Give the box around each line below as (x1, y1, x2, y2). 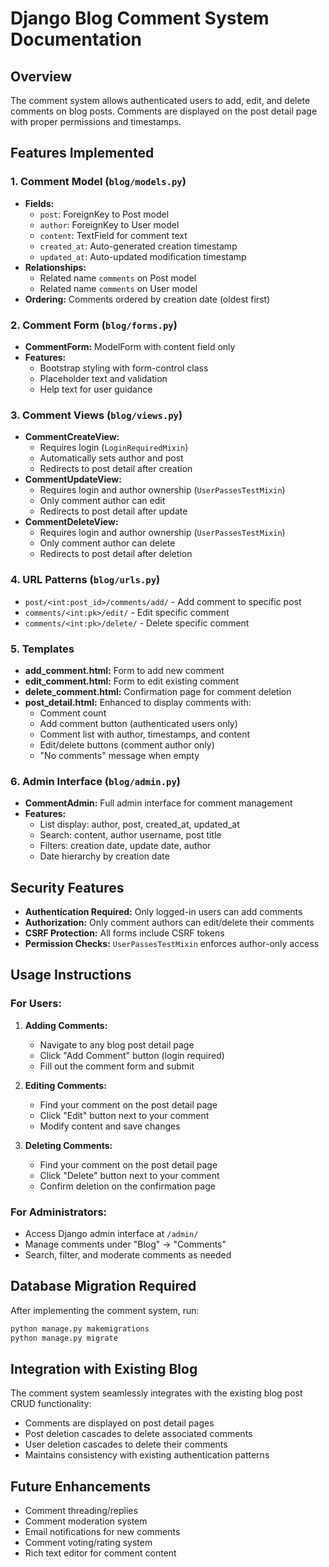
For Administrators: (10, 1205, 108, 1219)
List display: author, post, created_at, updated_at (39, 818, 240, 831)
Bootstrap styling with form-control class (39, 362, 209, 374)
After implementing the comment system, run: (10, 1304, 200, 1316)
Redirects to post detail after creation (39, 463, 193, 475)
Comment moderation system (24, 1515, 148, 1527)
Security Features (10, 879, 125, 896)
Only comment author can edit (39, 495, 166, 507)
